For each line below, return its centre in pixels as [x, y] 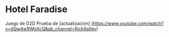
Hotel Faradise [36, 9]
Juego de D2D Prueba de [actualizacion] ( [49, 23]
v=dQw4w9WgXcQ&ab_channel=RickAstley [51, 28]
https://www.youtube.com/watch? [128, 23]
